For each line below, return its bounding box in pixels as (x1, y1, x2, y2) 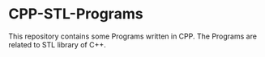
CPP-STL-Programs (8, 5, 143, 23)
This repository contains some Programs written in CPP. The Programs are (8, 31, 258, 41)
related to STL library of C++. (8, 39, 107, 49)
